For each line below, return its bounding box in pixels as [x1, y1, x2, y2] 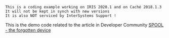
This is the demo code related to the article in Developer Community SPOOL [5, 22, 164, 28]
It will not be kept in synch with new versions [5, 9, 110, 14]
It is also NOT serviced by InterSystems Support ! [5, 13, 116, 18]
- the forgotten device [5, 27, 51, 33]
